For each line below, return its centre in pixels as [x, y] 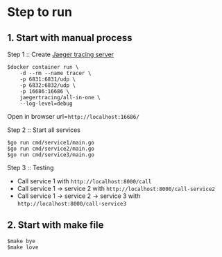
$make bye [22, 241]
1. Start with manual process [70, 38]
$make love [23, 247]
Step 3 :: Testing [31, 168]
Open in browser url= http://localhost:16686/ [74, 116]
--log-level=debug [46, 103]
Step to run [40, 12]
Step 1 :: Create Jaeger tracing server [61, 54]
